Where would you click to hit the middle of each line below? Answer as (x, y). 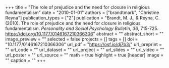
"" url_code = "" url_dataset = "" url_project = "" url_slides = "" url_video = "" (85, 50)
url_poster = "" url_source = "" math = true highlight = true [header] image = (84, 55)
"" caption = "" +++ (26, 60)
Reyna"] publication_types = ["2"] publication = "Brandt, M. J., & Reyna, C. (82, 18)
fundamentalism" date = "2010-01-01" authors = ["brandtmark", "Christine (82, 12)
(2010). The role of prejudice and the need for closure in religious (73, 23)
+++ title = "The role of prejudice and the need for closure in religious (78, 7)
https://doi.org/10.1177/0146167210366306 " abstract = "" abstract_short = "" (84, 34)
